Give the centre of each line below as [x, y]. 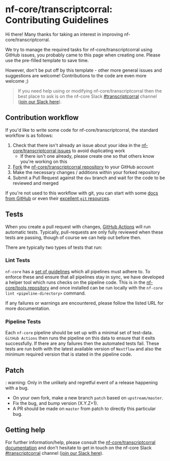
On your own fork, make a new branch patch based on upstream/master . [88, 397]
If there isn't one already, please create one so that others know [87, 156]
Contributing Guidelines [57, 20]
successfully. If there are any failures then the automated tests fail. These [82, 343]
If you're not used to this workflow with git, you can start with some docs [82, 193]
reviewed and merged [36, 183]
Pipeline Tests [23, 322]
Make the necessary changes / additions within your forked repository [86, 172]
